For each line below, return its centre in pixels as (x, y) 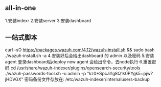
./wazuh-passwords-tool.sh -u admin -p (46, 73)
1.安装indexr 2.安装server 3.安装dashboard (48, 20)
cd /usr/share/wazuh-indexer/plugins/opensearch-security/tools (75, 68)
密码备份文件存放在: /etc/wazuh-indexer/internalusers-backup (87, 79)
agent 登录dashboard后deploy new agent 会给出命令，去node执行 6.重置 (79, 61)
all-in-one (21, 8)
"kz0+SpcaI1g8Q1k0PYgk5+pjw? (120, 73)
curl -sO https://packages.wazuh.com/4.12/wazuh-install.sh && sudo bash (80, 50)
